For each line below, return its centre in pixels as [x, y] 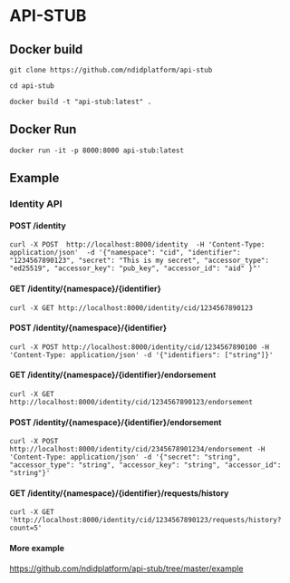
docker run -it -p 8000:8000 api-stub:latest [97, 151]
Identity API [36, 204]
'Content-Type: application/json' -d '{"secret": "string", [126, 457]
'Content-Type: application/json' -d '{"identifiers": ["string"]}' [141, 355]
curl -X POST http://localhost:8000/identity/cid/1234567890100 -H [140, 347]
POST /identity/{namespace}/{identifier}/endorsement [116, 422]
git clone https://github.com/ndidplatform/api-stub [111, 70]
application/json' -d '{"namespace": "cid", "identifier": [126, 253]
